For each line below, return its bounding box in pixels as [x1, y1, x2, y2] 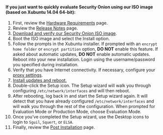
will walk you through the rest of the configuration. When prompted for [12, 104, 156, 109]
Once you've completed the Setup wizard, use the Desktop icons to [12, 114, 149, 120]
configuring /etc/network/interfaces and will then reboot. [12, 88, 130, 94]
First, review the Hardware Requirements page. [12, 20, 108, 26]
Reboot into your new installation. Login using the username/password [12, 56, 155, 62]
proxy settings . [12, 72, 43, 78]
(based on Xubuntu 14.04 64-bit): [5, 9, 76, 15]
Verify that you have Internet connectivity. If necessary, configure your [12, 67, 156, 73]
